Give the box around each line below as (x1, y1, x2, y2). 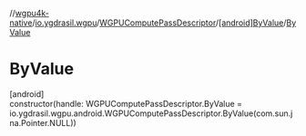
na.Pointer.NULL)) (9, 117, 77, 128)
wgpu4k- (15, 8, 50, 18)
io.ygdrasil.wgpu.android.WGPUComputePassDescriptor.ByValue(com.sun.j (9, 108, 293, 119)
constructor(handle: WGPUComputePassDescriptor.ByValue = (9, 98, 243, 109)
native (9, 17, 33, 28)
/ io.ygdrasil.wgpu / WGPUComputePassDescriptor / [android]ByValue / (31, 17, 287, 28)
